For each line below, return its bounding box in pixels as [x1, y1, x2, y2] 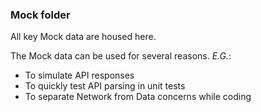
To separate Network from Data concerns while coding [24, 91, 252, 103]
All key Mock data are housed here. [10, 31, 157, 43]
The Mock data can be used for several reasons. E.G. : [10, 50, 232, 62]
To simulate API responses [24, 69, 135, 82]
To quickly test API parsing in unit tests [24, 80, 186, 92]
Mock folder [10, 8, 71, 22]
